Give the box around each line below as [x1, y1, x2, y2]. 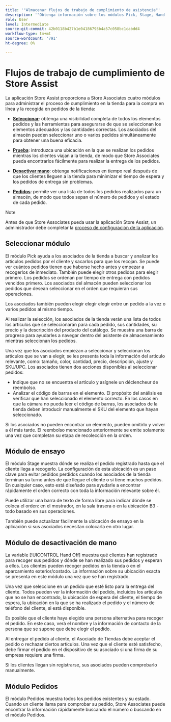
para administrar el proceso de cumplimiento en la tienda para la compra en [5, 100, 164, 106]
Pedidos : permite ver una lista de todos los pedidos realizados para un [12, 188, 161, 194]
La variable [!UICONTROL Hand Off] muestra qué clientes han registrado [5, 552, 158, 558]
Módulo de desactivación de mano [5, 538, 117, 547]
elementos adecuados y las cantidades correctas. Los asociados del [12, 126, 157, 133]
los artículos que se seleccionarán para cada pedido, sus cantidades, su [5, 321, 157, 327]
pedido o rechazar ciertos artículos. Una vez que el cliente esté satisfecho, [5, 641, 162, 648]
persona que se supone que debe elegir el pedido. [5, 626, 111, 632]
